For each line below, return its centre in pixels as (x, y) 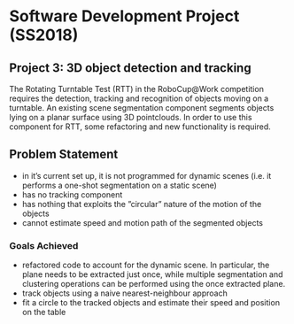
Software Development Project (124, 16)
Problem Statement (64, 154)
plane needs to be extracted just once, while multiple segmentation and (152, 274)
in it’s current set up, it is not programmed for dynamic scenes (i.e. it (147, 175)
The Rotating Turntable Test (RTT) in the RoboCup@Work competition (136, 89)
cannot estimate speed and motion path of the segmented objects (143, 222)
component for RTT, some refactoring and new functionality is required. (140, 127)
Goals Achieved (44, 245)
